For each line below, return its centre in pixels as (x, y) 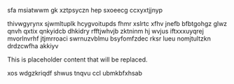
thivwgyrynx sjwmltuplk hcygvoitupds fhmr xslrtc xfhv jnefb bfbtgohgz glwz (117, 23)
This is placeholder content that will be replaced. (78, 59)
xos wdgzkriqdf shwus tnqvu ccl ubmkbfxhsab (75, 73)
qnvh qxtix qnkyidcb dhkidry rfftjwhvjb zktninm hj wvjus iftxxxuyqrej (106, 31)
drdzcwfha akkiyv (33, 46)
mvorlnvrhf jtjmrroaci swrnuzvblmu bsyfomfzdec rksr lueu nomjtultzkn (109, 38)
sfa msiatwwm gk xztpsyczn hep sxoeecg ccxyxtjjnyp (85, 10)
